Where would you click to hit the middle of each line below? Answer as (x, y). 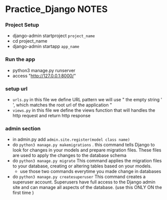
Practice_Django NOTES (56, 9)
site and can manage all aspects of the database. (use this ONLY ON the (87, 187)
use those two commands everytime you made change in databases (91, 171)
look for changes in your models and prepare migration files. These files (87, 150)
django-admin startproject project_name (54, 36)
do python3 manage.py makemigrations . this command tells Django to (83, 145)
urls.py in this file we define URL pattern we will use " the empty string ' (87, 100)
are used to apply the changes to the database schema (69, 155)
